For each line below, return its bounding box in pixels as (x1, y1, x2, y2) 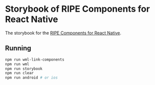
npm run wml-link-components (5, 57, 65, 62)
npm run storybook (5, 66, 43, 71)
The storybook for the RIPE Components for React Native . (5, 30, 121, 36)
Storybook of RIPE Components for (5, 3, 150, 15)
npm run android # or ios (5, 75, 58, 80)
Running (5, 44, 32, 52)
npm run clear (5, 71, 34, 76)
